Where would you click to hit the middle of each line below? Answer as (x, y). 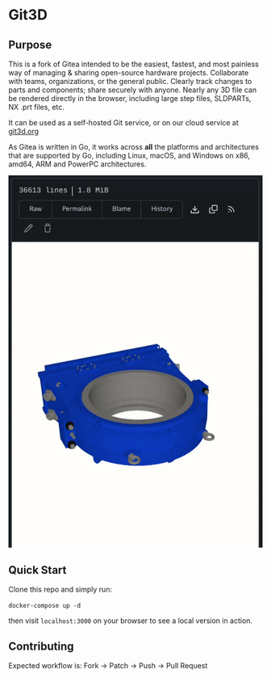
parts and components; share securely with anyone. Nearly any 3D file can (132, 90)
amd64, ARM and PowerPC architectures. (77, 164)
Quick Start (38, 570)
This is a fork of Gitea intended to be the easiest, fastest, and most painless (134, 64)
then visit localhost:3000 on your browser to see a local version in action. (130, 621)
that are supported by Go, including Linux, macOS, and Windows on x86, (129, 156)
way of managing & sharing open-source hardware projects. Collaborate (129, 73)
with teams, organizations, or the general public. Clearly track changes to (130, 81)
